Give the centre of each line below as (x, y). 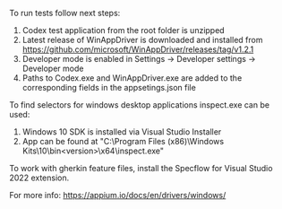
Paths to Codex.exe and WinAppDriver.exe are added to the (132, 78)
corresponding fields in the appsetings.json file (109, 87)
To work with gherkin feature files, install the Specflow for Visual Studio (141, 168)
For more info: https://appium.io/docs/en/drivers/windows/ (118, 195)
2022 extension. (39, 178)
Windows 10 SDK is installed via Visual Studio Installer (122, 132)
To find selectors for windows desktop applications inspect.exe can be (140, 105)
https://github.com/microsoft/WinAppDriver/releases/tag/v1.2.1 (138, 49)
